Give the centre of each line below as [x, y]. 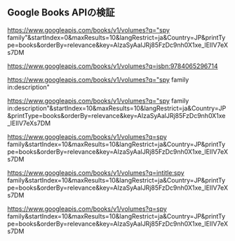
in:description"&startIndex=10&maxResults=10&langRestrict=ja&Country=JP [117, 108]
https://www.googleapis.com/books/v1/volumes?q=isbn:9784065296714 [113, 66]
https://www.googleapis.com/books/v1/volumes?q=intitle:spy [96, 172]
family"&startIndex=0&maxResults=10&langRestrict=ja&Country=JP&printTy [116, 37]
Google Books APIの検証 [61, 13]
